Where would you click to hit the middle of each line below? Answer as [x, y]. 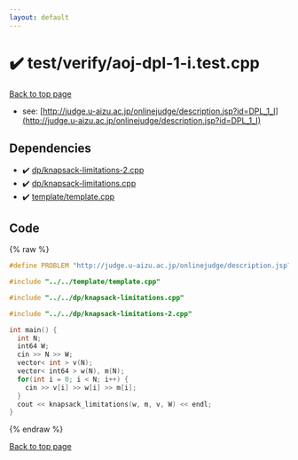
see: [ [32, 111]
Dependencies [50, 148]
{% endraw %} [36, 429]
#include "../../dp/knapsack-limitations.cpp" [97, 297]
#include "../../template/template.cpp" [85, 282]
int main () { [33, 329]
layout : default [39, 17]
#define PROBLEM [39, 266]
